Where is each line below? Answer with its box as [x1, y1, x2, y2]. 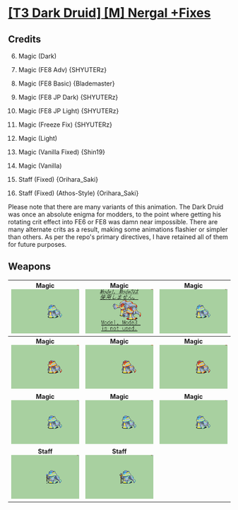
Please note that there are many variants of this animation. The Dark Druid [8, 203, 224, 211]
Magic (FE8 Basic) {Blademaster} [18, 79, 115, 88]
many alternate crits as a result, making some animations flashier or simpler [8, 225, 228, 233]
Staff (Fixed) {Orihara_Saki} [18, 175, 98, 183]
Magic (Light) [18, 134, 58, 142]
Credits [8, 33, 42, 45]
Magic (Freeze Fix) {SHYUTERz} [18, 120, 112, 129]
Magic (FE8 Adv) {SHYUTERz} [18, 66, 107, 74]
